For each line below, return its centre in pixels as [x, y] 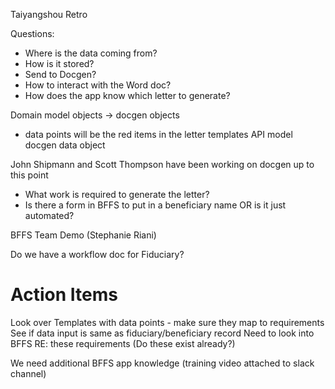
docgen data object [65, 145]
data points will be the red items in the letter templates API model [158, 134]
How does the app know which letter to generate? [127, 95]
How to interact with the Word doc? [98, 85]
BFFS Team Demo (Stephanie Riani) [83, 235]
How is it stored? [59, 63]
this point [29, 175]
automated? [49, 215]
